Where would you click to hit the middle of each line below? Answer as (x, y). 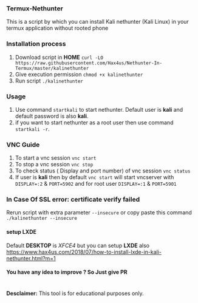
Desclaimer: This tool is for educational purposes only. (75, 293)
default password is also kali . (52, 116)
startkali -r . (32, 129)
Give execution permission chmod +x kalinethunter (79, 74)
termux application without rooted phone (57, 28)
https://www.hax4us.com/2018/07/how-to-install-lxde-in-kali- (84, 252)
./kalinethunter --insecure (42, 219)
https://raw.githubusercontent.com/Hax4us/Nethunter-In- (89, 63)
